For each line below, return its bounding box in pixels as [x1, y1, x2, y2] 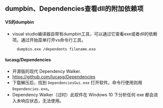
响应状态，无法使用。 [21, 98, 64, 104]
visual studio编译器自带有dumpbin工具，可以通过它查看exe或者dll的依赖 [12, 31, 158, 36]
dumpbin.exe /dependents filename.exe [17, 47, 96, 52]
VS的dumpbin [5, 19, 34, 25]
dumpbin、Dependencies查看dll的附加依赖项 [5, 4, 143, 13]
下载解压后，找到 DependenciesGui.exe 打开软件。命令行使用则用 [12, 79, 142, 85]
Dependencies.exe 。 [12, 86, 52, 91]
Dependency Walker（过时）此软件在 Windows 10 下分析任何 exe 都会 [12, 91, 154, 97]
